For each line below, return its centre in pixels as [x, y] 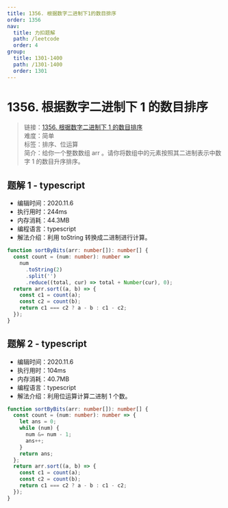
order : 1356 [24, 20]
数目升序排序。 [63, 161]
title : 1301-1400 [38, 58]
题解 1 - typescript [46, 185]
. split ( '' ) [41, 276]
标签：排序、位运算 [51, 144]
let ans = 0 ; [38, 422]
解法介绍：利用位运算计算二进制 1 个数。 [74, 396]
